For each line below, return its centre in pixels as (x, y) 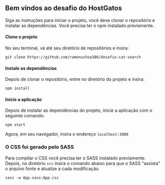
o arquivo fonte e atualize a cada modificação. (53, 169)
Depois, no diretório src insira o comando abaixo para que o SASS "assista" (83, 163)
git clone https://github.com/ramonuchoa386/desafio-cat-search (73, 57)
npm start (15, 125)
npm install (17, 89)
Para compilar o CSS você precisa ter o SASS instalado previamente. (76, 158)
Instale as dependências (31, 68)
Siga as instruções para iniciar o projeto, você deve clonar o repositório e (80, 20)
